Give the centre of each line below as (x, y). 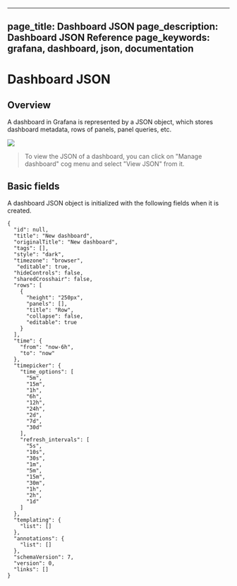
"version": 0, (34, 563)
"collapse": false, (54, 316)
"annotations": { (39, 539)
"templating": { (37, 520)
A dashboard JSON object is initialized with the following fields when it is (113, 203)
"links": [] (31, 570)
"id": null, (31, 230)
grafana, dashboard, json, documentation (101, 49)
